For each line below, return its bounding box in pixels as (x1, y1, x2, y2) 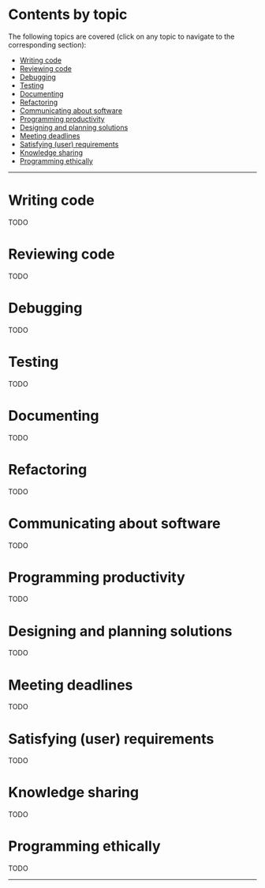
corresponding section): (8, 40, 87, 49)
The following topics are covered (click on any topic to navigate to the (8, 32, 235, 41)
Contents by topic (8, 6, 128, 24)
